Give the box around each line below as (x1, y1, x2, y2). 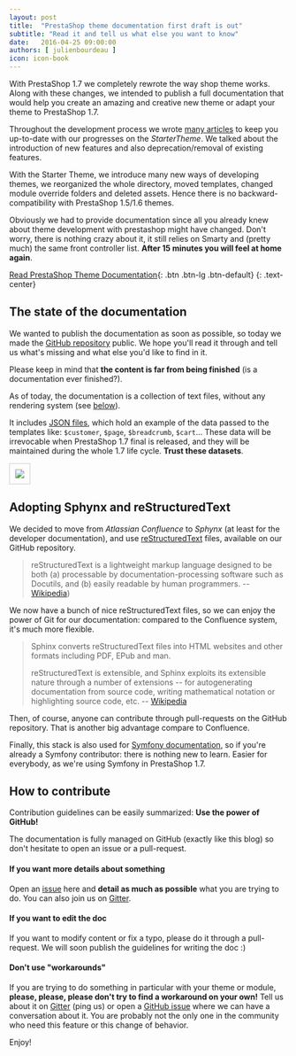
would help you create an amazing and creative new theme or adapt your (9, 97, 276, 107)
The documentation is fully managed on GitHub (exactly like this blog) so (9, 834, 274, 844)
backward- (238, 188, 278, 198)
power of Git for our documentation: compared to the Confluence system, (9, 614, 277, 625)
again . (9, 252, 33, 262)
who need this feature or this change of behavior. (9, 1020, 189, 1030)
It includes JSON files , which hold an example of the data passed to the (9, 417, 269, 428)
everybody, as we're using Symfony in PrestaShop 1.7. (9, 758, 206, 769)
